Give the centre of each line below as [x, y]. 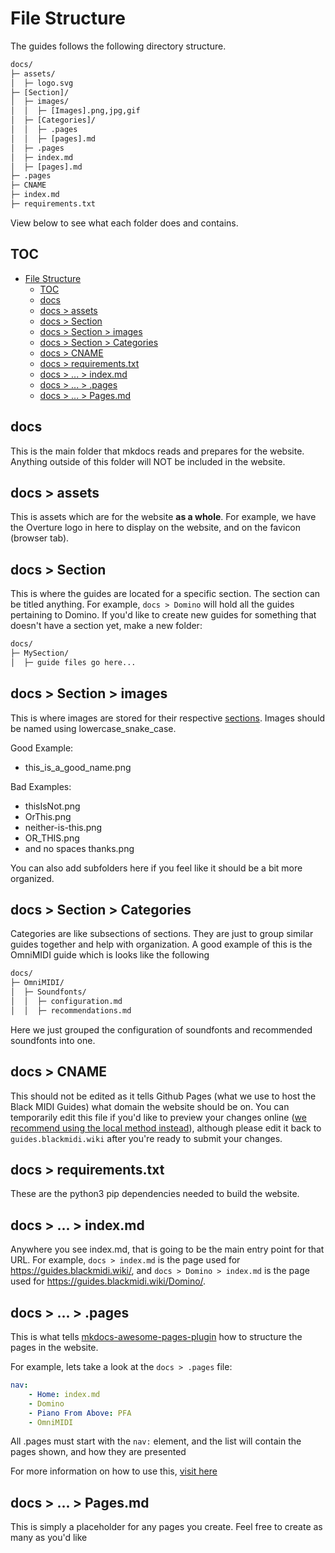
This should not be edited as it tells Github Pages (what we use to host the [163, 1096]
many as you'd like [49, 1538]
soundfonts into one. [53, 1040]
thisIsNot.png [52, 806]
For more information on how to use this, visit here [114, 1471]
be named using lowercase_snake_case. [93, 728]
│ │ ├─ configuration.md [66, 1002]
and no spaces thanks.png [79, 848]
